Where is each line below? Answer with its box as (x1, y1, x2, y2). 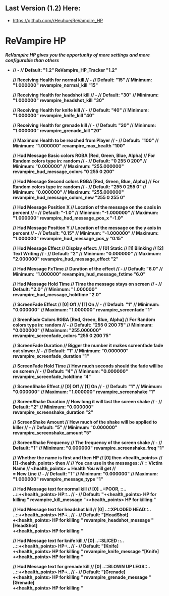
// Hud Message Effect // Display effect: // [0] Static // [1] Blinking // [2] (12, 245, 164, 251)
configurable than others (5, 57, 60, 63)
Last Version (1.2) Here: (5, 4, 81, 13)
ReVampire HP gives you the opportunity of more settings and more (5, 51, 150, 58)
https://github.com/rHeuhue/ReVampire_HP (12, 17, 103, 23)
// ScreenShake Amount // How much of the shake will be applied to (12, 419, 157, 425)
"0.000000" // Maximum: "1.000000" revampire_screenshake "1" (12, 389, 155, 395)
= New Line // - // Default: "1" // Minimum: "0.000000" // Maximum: (12, 470, 158, 476)
